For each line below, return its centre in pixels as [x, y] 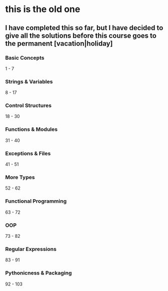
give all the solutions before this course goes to [81, 35]
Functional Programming [36, 201]
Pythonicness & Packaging [39, 273]
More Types [20, 177]
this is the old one [43, 9]
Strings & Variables [29, 81]
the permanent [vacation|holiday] [59, 43]
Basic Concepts [25, 58]
